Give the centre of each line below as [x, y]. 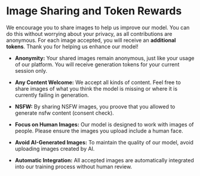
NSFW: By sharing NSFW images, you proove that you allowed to [95, 106]
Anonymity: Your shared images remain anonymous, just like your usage [104, 58]
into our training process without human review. [73, 166]
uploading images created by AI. [55, 149]
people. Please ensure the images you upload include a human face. [99, 131]
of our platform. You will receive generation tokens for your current [97, 64]
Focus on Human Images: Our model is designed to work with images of [104, 124]
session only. [31, 70]
